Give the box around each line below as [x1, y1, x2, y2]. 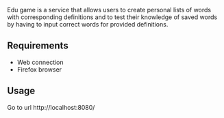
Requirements [7, 40, 69, 52]
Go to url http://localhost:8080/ [7, 103, 95, 111]
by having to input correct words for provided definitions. [7, 20, 169, 28]
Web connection [16, 58, 64, 66]
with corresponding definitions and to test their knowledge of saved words [7, 13, 218, 21]
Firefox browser [16, 65, 62, 74]
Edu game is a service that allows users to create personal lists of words [7, 6, 211, 14]
